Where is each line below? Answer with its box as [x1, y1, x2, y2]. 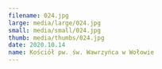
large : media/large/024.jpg [8, 19, 102, 27]
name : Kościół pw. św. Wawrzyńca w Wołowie [8, 48, 155, 56]
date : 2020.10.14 [8, 41, 66, 49]
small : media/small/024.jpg [8, 26, 102, 34]
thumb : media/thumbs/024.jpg [8, 33, 105, 42]
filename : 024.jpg [8, 11, 69, 20]
